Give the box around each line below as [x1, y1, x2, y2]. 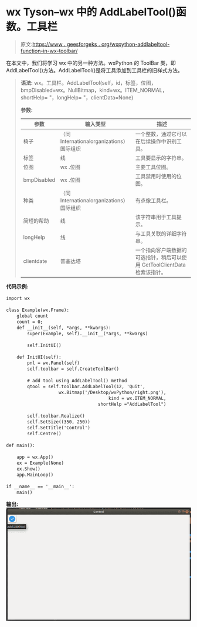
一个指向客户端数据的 [135, 246, 187, 254]
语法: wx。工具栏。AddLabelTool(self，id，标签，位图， [20, 79, 157, 86]
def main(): [6, 442, 35, 448]
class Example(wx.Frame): [6, 307, 69, 313]
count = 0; [16, 319, 43, 325]
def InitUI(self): [16, 354, 62, 360]
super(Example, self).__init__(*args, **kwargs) [27, 331, 148, 336]
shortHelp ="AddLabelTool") [97, 401, 167, 407]
